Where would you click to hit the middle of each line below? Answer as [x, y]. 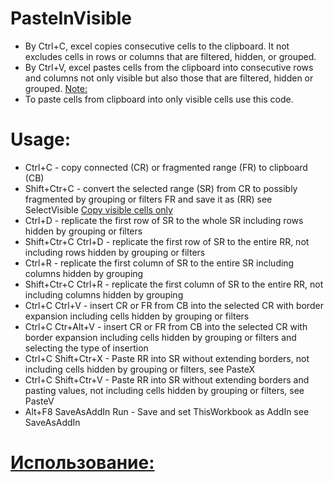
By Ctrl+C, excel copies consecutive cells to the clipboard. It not [157, 46]
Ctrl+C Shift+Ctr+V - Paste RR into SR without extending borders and [167, 379]
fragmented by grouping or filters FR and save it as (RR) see [148, 199]
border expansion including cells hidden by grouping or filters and [160, 337]
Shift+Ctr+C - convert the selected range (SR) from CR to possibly [161, 188]
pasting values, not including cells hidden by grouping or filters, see [164, 390]
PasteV [39, 401]
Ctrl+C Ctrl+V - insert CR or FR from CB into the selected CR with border [174, 305]
